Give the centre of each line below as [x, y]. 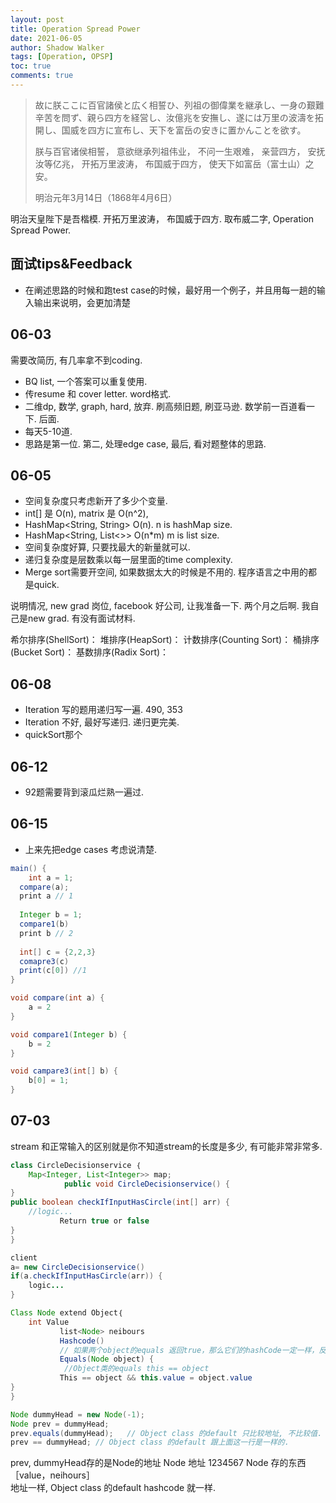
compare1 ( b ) [44, 924]
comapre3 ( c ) [44, 961]
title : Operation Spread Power [75, 29]
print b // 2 [46, 933]
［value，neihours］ [52, 1475]
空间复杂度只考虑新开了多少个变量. [96, 501]
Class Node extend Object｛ [66, 1313]
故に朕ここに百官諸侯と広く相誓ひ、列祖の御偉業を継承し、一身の [170, 105]
